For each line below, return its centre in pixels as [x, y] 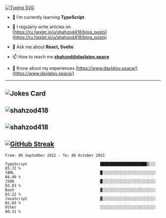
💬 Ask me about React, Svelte [43, 47]
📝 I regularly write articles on [41, 27]
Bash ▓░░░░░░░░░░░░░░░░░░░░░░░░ [80, 190]
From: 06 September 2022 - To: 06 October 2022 [55, 155]
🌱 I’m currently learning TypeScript [48, 17]
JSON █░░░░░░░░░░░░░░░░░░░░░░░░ [80, 181]
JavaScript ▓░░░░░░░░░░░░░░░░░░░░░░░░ [80, 198]
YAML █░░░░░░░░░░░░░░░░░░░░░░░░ [80, 173]
